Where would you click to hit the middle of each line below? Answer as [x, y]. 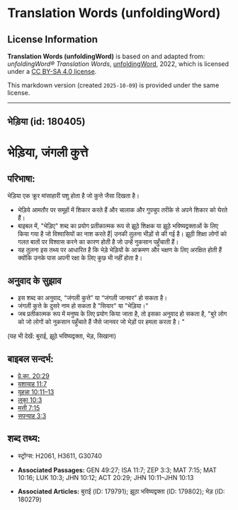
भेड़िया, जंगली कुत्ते [48, 152]
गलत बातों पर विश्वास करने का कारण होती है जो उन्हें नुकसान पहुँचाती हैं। [98, 242]
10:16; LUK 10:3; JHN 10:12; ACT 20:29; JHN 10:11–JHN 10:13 [106, 477]
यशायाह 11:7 [32, 384]
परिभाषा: [21, 179]
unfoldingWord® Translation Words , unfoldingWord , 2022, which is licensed [118, 64]
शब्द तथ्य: [24, 439]
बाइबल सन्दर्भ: [31, 359]
